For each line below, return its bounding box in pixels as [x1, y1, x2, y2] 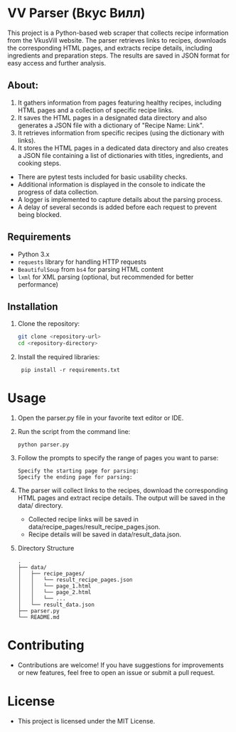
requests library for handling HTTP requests [17, 258, 147, 266]
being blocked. [17, 210, 62, 218]
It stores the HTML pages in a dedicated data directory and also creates [17, 144, 229, 152]
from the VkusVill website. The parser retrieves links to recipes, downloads [7, 36, 227, 44]
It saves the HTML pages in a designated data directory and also [17, 113, 208, 122]
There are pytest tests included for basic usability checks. [17, 172, 188, 181]
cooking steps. [17, 159, 62, 167]
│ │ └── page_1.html [17, 583, 92, 590]
